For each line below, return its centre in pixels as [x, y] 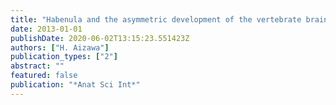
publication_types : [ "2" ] [64, 57]
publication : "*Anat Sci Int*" [75, 85]
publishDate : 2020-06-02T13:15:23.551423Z [100, 38]
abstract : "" [37, 66]
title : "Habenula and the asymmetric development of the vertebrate [156, 19]
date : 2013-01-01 [46, 29]
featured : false [44, 76]
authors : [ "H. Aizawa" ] [60, 47]
